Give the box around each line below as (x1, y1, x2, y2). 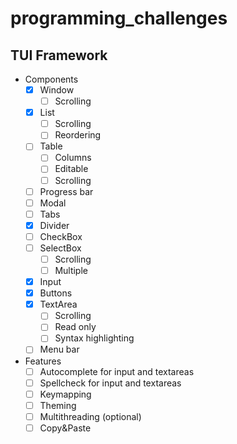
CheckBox (39, 230, 83, 242)
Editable (54, 163, 89, 175)
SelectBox (39, 242, 82, 254)
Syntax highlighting (54, 332, 135, 344)
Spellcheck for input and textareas (39, 377, 182, 389)
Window (39, 84, 75, 96)
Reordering (54, 129, 102, 141)
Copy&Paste (39, 422, 92, 434)
